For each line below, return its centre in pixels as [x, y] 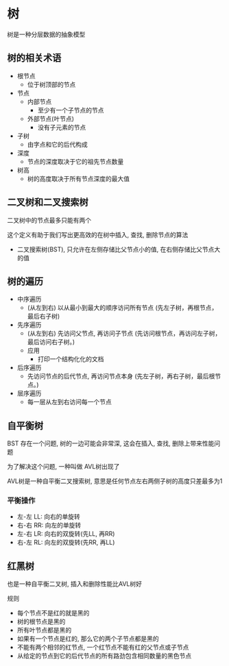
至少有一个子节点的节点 [71, 110]
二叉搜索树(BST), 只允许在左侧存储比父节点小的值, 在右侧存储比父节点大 [119, 249]
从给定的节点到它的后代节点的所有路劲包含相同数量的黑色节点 [104, 656]
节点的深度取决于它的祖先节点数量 [75, 161]
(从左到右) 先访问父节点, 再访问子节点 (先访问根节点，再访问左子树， [124, 334]
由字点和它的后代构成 [57, 144]
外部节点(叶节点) [50, 119]
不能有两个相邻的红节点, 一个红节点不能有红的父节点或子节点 [103, 647]
